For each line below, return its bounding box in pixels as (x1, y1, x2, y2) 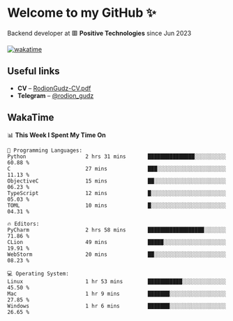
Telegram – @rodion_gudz (17, 91, 94, 99)
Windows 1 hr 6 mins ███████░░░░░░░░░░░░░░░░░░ (7, 302, 227, 309)
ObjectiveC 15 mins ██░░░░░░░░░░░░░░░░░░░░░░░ (7, 177, 227, 185)
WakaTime (7, 112, 54, 124)
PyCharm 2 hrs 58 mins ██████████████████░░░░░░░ (7, 226, 227, 234)
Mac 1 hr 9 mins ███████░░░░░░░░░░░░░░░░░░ (7, 290, 227, 297)
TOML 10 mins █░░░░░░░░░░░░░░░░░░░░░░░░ (7, 201, 227, 209)
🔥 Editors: (7, 220, 40, 227)
